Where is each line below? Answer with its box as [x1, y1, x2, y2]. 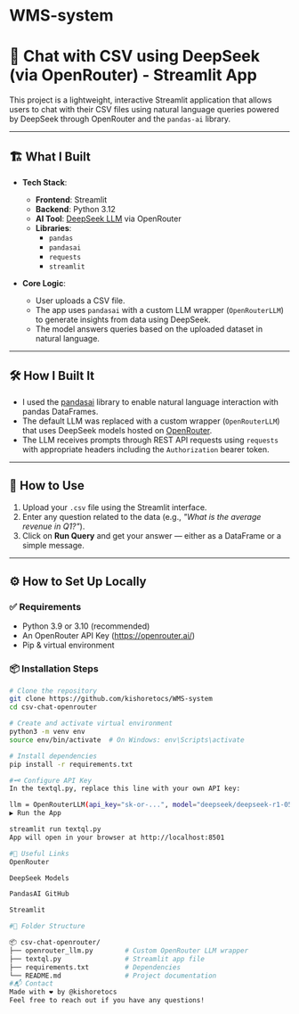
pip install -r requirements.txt [9, 760, 133, 769]
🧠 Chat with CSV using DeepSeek [9, 46, 261, 67]
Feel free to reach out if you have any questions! [9, 996, 205, 1005]
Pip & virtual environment [21, 639, 115, 651]
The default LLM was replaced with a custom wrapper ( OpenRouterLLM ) [21, 416, 280, 426]
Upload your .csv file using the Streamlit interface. [21, 501, 207, 513]
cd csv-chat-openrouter [9, 703, 98, 712]
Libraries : [35, 222, 72, 233]
